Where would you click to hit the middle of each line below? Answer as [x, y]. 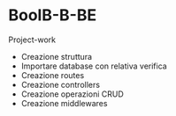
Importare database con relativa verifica [94, 66]
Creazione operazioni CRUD [73, 94]
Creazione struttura [57, 56]
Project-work [32, 40]
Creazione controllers [61, 84]
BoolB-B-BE [53, 15]
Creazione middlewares [64, 103]
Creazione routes [53, 75]
